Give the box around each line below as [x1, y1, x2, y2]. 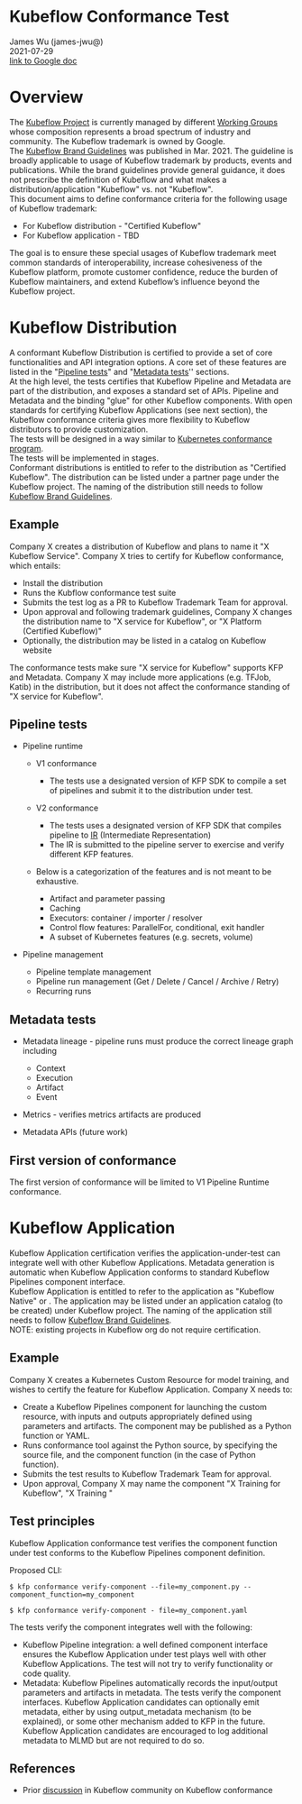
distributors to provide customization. [9, 424, 149, 435]
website [22, 645, 52, 655]
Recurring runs [35, 985, 92, 997]
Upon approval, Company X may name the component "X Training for [22, 1478, 281, 1488]
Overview [9, 87, 84, 107]
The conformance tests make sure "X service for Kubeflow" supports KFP [9, 662, 284, 673]
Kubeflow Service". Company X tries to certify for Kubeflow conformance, [9, 550, 284, 561]
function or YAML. [22, 1430, 90, 1441]
